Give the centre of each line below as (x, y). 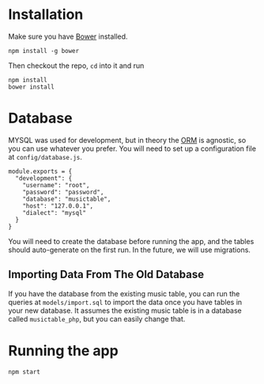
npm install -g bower (44, 51)
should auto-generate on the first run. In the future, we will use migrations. (130, 250)
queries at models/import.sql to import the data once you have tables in (125, 302)
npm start (25, 372)
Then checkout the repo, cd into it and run (76, 66)
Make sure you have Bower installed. (68, 36)
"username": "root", (56, 185)
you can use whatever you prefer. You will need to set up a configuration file (132, 149)
